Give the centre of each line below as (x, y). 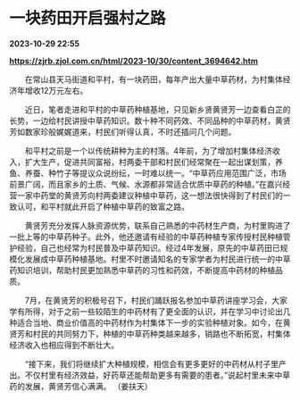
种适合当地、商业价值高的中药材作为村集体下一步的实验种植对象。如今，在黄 (150, 322)
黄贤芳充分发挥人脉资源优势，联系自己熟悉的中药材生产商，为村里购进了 (158, 225)
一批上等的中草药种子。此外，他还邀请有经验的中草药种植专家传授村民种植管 (150, 237)
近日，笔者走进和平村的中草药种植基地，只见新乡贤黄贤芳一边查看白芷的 (158, 109)
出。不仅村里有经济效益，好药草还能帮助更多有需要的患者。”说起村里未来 (142, 375)
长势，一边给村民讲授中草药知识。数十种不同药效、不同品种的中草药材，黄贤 (150, 121)
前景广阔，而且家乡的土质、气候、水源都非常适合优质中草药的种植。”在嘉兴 (146, 184)
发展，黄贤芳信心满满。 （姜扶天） (88, 386)
